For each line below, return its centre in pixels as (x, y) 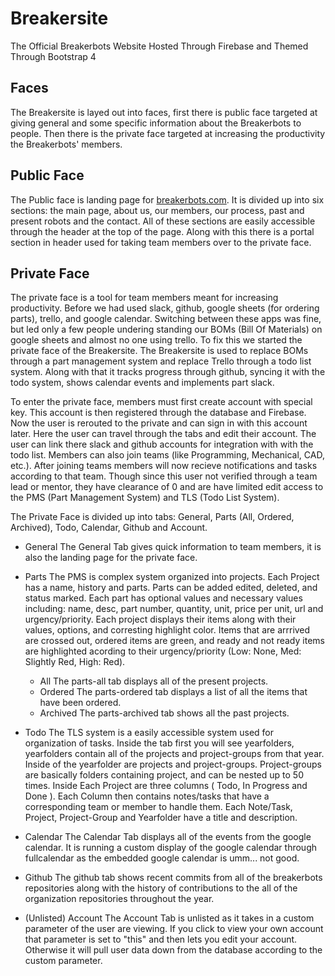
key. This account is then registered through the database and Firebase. (158, 413)
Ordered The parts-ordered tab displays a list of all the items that (173, 692)
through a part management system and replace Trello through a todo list (161, 361)
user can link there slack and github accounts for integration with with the (162, 444)
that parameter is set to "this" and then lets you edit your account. (161, 939)
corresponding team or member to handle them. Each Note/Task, (158, 807)
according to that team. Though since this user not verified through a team (164, 476)
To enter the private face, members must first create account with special (161, 402)
